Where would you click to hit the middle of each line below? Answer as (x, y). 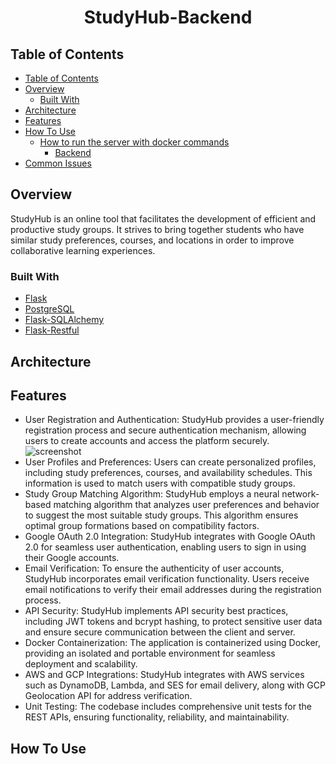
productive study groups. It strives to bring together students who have (157, 229)
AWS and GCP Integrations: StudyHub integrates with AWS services (164, 675)
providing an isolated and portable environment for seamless (150, 653)
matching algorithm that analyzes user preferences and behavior (186, 505)
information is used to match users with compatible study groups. (160, 483)
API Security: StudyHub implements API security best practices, (156, 611)
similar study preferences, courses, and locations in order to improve (152, 240)
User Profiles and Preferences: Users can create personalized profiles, (170, 462)
